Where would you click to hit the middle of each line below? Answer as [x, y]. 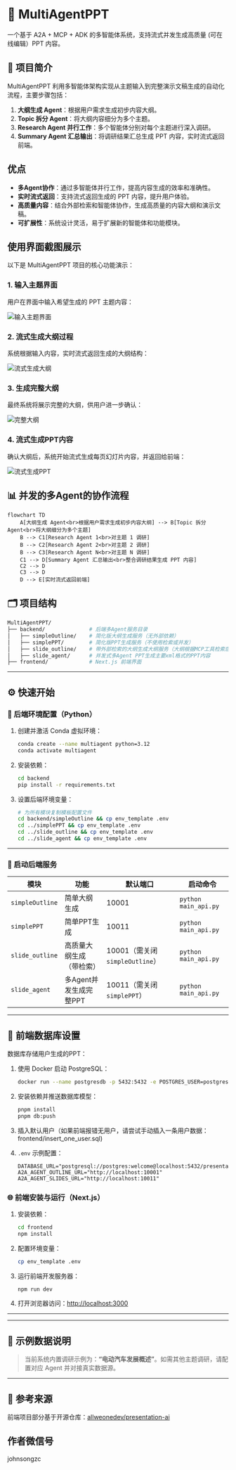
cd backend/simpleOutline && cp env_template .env [93, 819]
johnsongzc [24, 1459]
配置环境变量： [39, 1248]
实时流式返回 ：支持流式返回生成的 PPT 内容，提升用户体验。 [105, 196]
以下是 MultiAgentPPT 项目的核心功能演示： [71, 265]
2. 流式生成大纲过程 [40, 337]
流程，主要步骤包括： [38, 95]
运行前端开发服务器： [48, 1276]
